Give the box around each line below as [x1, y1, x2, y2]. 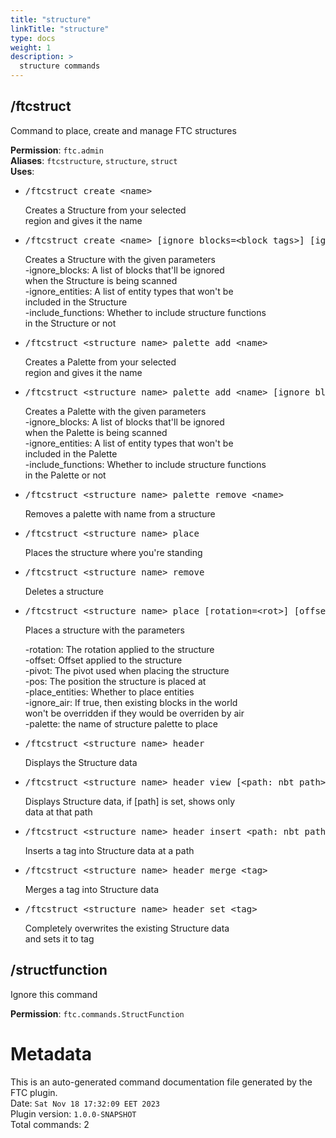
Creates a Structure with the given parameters [24, 253, 216, 265]
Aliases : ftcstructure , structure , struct [10, 154, 178, 166]
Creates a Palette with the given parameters [24, 405, 207, 417]
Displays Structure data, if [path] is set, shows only [24, 795, 236, 807]
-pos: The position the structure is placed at [24, 675, 207, 687]
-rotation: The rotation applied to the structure [24, 643, 215, 655]
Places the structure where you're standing [24, 546, 203, 558]
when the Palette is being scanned [24, 426, 168, 438]
